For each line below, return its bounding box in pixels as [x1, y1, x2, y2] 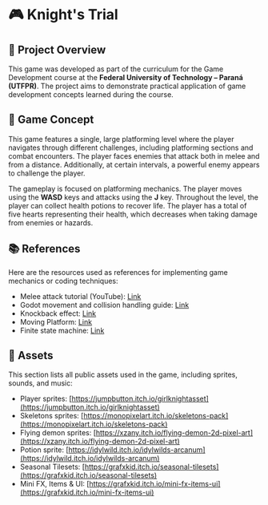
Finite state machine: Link [19, 325, 105, 335]
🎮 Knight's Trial [8, 6, 118, 24]
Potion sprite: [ [19, 445, 70, 454]
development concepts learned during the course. [8, 90, 174, 99]
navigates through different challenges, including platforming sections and [8, 143, 254, 152]
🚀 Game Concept [8, 113, 94, 127]
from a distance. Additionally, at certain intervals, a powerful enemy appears [8, 160, 260, 169]
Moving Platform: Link [19, 317, 93, 326]
